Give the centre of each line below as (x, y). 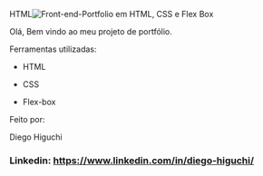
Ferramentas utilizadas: (53, 49)
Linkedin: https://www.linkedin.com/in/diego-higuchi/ (132, 161)
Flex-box (39, 102)
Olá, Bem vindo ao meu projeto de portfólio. (91, 31)
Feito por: (27, 119)
